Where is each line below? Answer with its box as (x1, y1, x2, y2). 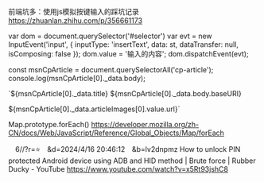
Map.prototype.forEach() (8, 120, 90, 129)
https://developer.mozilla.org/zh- (91, 120, 200, 129)
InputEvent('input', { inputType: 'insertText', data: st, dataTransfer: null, (8, 40, 239, 49)
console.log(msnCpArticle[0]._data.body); (8, 74, 146, 83)
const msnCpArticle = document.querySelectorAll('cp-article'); (8, 65, 214, 74)
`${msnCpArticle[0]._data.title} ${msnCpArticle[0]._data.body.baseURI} (8, 89, 243, 98)
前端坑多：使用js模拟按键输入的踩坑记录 (8, 7, 139, 16)
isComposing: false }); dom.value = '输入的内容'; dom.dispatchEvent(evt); (8, 49, 249, 58)
